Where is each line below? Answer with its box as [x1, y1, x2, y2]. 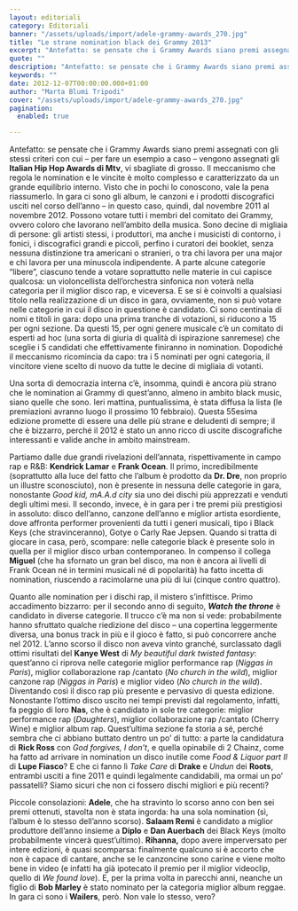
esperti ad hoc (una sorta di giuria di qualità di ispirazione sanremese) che [9, 333, 281, 343]
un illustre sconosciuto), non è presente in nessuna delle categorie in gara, [9, 480, 282, 491]
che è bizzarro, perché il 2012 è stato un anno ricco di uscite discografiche [9, 425, 283, 436]
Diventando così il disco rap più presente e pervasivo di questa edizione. [9, 686, 275, 696]
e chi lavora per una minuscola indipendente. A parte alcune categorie [9, 257, 266, 268]
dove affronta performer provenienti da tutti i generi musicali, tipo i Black [9, 518, 275, 529]
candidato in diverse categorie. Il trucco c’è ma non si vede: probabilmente [9, 610, 282, 621]
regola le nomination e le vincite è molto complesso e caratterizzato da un [9, 172, 279, 183]
